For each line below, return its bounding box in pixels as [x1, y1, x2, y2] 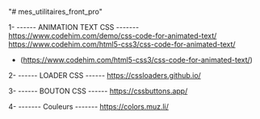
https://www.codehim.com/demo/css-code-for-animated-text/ [8, 31, 217, 40]
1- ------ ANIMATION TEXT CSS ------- [8, 23, 140, 31]
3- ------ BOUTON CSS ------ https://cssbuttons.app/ [8, 86, 188, 96]
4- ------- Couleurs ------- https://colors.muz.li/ [8, 102, 170, 111]
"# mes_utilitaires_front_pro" [8, 7, 103, 16]
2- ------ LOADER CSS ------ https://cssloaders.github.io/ [8, 71, 202, 80]
